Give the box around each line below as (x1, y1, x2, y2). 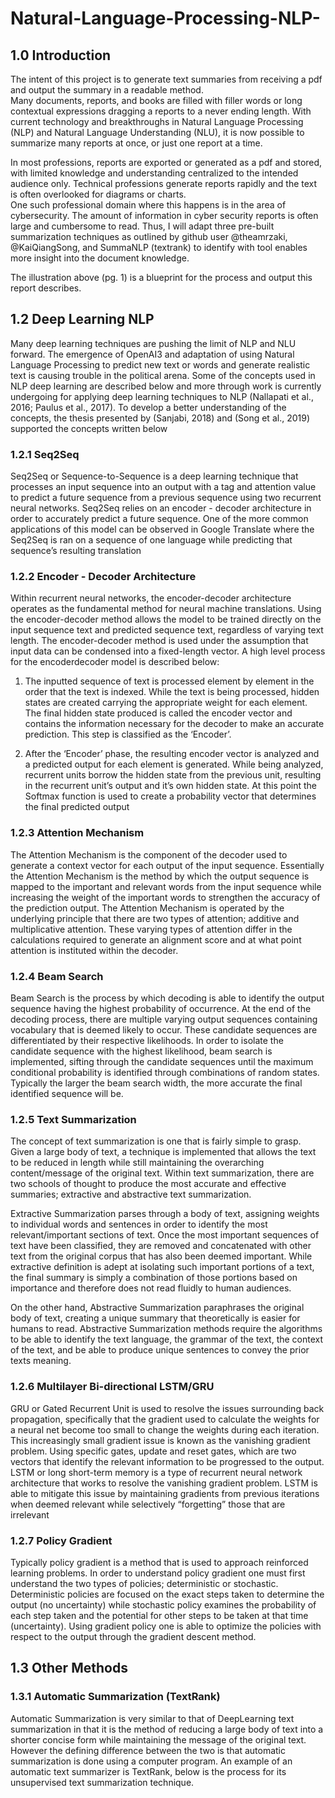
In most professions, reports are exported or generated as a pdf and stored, (10, 157, 323, 168)
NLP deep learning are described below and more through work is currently (10, 380, 322, 392)
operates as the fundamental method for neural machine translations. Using (10, 603, 322, 615)
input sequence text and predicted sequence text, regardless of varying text (10, 624, 324, 636)
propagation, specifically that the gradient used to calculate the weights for (10, 1413, 320, 1425)
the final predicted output (24, 801, 130, 813)
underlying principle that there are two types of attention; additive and (10, 912, 300, 924)
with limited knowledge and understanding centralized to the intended (10, 167, 299, 179)
